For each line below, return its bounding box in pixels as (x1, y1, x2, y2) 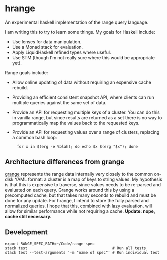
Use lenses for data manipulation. (12, 38, 82, 45)
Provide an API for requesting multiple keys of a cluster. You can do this (12, 109, 160, 115)
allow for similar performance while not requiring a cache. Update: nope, (5, 208, 155, 214)
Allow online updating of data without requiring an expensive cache (12, 79, 151, 85)
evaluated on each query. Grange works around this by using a (5, 187, 135, 193)
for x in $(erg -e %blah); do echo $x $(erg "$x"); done (17, 144, 138, 149)
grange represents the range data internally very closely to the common (5, 171, 153, 177)
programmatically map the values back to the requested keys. (12, 120, 140, 126)
